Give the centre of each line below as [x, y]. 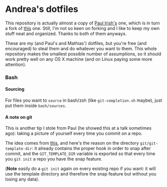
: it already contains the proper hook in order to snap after [91, 149]
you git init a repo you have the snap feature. [54, 159]
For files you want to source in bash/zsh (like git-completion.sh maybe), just [84, 100]
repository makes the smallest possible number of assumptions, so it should [83, 54]
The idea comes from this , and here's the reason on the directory [72, 143]
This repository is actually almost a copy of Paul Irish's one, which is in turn [83, 23]
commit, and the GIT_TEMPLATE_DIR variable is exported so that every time [80, 154]
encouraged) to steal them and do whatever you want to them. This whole [81, 48]
